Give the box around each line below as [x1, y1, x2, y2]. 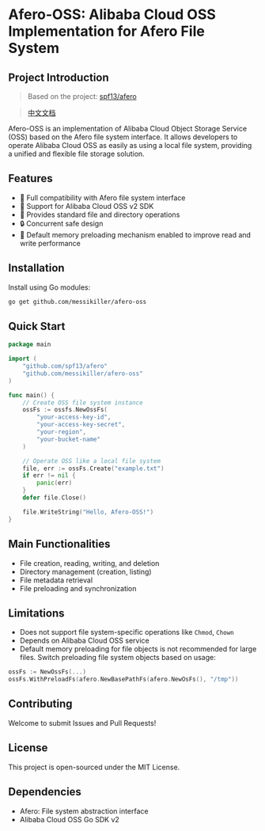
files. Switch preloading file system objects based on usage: [19, 653, 216, 662]
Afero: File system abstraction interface [19, 806, 149, 816]
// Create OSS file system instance [22, 398, 144, 407]
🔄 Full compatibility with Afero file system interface [19, 192, 186, 203]
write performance [19, 238, 81, 248]
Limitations [8, 606, 65, 620]
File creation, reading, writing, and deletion [19, 558, 160, 567]
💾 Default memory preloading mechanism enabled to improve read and [19, 230, 252, 239]
